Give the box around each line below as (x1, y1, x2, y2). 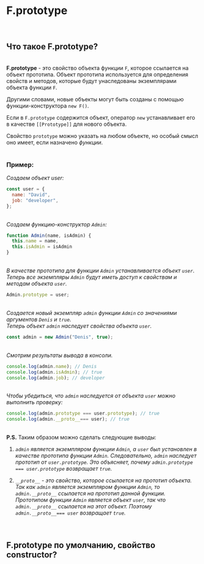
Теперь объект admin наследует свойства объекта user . (6, 322, 152, 330)
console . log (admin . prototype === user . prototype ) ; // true (6, 410, 160, 417)
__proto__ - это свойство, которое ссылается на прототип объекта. (15, 477, 192, 484)
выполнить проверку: (6, 399, 63, 406)
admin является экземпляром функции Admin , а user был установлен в (15, 446, 197, 453)
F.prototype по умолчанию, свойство (6, 540, 156, 550)
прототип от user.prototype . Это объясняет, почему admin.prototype (15, 458, 194, 466)
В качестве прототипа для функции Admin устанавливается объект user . (6, 267, 195, 275)
